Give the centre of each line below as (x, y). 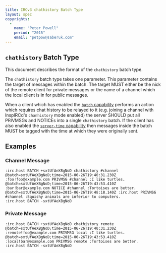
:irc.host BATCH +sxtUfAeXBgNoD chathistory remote (59, 224)
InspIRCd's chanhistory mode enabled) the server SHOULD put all (73, 115)
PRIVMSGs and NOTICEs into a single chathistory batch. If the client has (80, 120)
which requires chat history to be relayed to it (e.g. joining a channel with (79, 110)
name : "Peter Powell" (36, 28)
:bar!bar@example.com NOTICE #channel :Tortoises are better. (71, 188)
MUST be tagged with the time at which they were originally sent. (72, 131)
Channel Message (28, 160)
